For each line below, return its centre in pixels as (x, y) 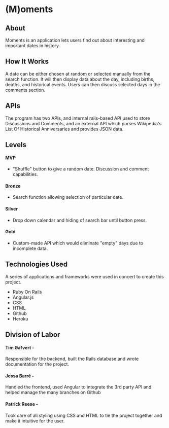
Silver (12, 209)
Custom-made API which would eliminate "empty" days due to (78, 243)
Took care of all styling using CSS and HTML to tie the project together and (84, 415)
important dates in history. (33, 46)
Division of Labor (33, 335)
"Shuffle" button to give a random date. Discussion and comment (81, 169)
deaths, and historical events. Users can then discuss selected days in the (83, 84)
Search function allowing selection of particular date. (68, 197)
